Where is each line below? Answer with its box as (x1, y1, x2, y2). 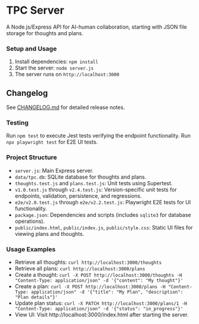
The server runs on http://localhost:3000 (14, 71, 120, 78)
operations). (14, 217, 45, 225)
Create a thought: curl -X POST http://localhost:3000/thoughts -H (14, 271, 182, 278)
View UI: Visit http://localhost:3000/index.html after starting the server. (14, 311, 189, 318)
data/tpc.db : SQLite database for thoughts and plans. (14, 173, 147, 180)
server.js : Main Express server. (14, 167, 94, 174)
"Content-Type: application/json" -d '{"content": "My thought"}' (14, 278, 184, 283)
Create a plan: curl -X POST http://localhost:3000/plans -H (14, 282, 166, 289)
